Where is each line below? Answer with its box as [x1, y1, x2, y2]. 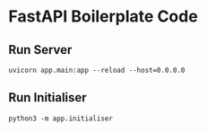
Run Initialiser [8, 90, 87, 105]
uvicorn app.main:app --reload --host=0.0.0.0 [8, 66, 185, 75]
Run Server [8, 42, 73, 57]
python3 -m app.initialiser [8, 114, 114, 123]
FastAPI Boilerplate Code [8, 6, 198, 27]
